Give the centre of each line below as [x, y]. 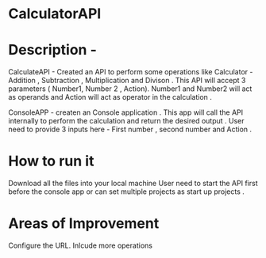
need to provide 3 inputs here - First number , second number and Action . [130, 129]
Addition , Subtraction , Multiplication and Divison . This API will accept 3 [127, 81]
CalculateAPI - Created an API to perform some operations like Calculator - [131, 72]
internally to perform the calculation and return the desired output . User [126, 121]
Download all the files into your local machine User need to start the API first [133, 184]
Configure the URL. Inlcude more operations [81, 245]
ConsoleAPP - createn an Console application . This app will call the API [126, 112]
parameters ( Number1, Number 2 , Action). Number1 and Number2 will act [130, 89]
